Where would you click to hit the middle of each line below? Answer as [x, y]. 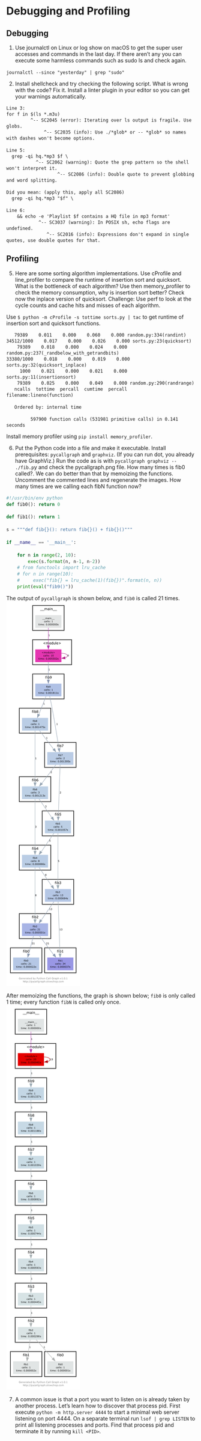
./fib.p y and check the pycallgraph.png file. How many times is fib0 [100, 467]
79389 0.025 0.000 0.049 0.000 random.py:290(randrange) [106, 383]
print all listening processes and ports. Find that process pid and [94, 1425]
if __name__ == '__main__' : [41, 542]
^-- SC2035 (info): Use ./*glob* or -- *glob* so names [115, 132]
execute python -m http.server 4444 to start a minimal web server [97, 1412]
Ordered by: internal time [48, 407]
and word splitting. [32, 180]
